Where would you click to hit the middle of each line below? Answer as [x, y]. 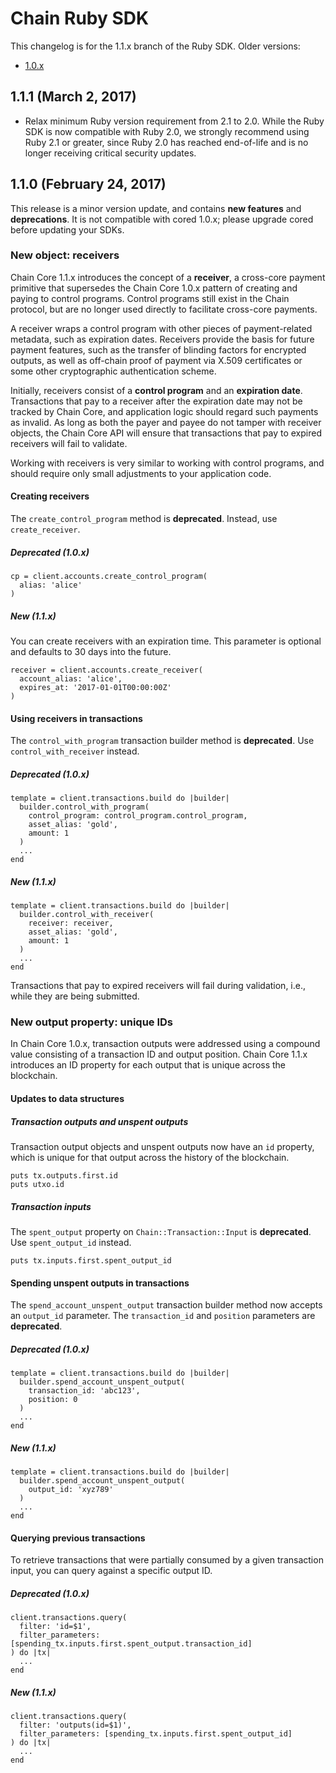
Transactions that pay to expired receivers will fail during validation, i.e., [158, 986]
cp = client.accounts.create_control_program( [109, 577]
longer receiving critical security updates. [110, 153]
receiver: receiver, [71, 923]
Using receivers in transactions [76, 718]
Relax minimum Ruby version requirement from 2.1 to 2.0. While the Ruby [174, 121]
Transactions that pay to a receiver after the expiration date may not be [156, 401]
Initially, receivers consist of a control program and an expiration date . [156, 390]
